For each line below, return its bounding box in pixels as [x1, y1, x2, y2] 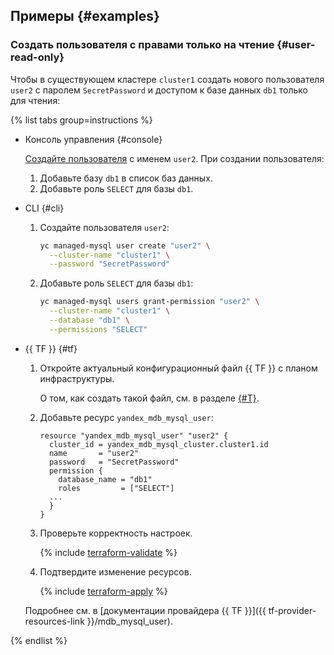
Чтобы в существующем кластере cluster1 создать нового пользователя [10, 73, 325, 85]
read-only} [10, 50, 65, 64]
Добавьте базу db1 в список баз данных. [39, 172, 213, 184]
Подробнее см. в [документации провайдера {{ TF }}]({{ [24, 604, 267, 616]
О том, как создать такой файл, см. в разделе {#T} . [39, 392, 260, 404]
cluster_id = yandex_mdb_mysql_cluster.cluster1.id [48, 439, 269, 449]
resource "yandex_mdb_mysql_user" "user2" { [39, 430, 229, 441]
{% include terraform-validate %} [39, 546, 178, 558]
